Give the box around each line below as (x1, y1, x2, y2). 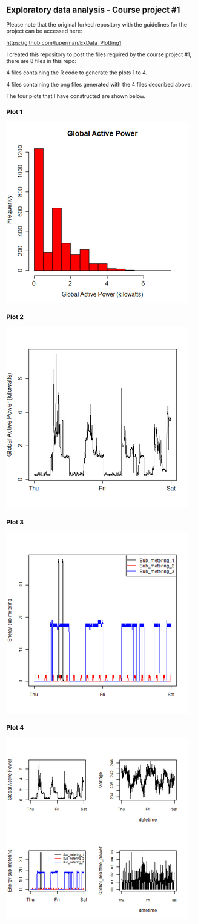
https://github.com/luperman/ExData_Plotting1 (6, 39, 122, 46)
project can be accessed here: (6, 27, 83, 35)
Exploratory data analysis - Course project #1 (6, 5, 180, 15)
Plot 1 (6, 107, 22, 116)
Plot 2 (6, 313, 24, 322)
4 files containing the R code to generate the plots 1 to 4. (6, 69, 148, 76)
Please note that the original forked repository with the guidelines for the (6, 21, 188, 28)
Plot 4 (6, 723, 24, 731)
